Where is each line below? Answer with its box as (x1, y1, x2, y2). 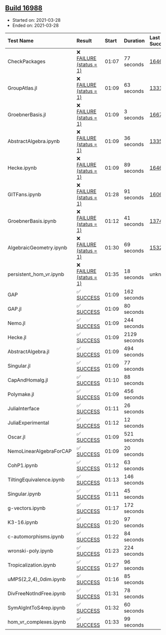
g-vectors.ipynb (7, 504, 46, 511)
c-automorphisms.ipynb (7, 533, 64, 540)
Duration (124, 37, 145, 44)
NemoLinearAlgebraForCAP (7, 447, 72, 454)
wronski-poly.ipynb (7, 547, 53, 554)
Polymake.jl (7, 391, 35, 397)
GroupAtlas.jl (7, 84, 38, 91)
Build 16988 (5, 4, 43, 12)
